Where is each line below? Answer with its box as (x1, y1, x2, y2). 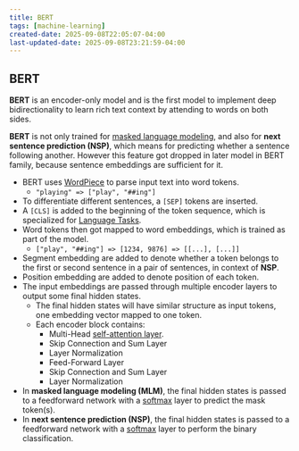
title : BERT (9, 13, 54, 22)
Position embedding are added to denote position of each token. (21, 271, 260, 282)
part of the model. (21, 234, 89, 245)
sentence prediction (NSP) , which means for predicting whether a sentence (9, 140, 290, 152)
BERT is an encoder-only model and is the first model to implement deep (9, 95, 277, 105)
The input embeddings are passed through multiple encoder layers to (21, 281, 278, 292)
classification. (21, 433, 74, 444)
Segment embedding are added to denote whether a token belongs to (21, 253, 279, 263)
